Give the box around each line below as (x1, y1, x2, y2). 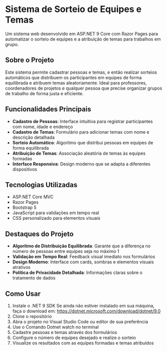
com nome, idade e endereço (12, 124, 73, 130)
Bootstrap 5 (12, 204, 37, 211)
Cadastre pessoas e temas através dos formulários (12, 329, 117, 335)
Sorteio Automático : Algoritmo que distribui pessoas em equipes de (12, 139, 154, 146)
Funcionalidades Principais (5, 105, 91, 114)
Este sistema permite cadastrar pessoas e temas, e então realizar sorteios (5, 69, 157, 75)
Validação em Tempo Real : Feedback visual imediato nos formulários (12, 254, 156, 260)
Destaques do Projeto (5, 229, 74, 238)
